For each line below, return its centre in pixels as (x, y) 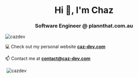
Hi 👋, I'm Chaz (84, 10)
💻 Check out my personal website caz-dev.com (55, 46)
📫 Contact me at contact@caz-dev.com (48, 58)
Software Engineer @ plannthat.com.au (84, 26)
